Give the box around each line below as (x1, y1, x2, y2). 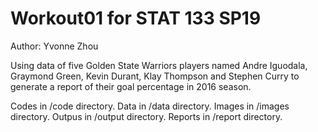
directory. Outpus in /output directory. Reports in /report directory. (10, 110, 283, 122)
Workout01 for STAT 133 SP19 (10, 7, 262, 30)
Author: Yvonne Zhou (10, 40, 99, 52)
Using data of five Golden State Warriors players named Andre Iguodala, (10, 59, 308, 71)
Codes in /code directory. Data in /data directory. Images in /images (10, 100, 290, 112)
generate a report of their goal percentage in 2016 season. (10, 80, 252, 92)
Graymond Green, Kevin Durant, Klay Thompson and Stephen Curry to (10, 70, 300, 82)
